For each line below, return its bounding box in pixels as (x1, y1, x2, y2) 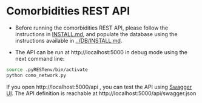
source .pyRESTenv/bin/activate (6, 66, 88, 73)
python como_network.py (6, 72, 67, 78)
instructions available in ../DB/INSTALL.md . (15, 37, 123, 44)
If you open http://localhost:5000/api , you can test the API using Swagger (6, 83, 192, 90)
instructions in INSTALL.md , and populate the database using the (15, 30, 178, 37)
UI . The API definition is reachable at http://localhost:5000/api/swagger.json (6, 89, 197, 97)
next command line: (15, 55, 65, 62)
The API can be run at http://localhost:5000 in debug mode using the (15, 48, 188, 55)
